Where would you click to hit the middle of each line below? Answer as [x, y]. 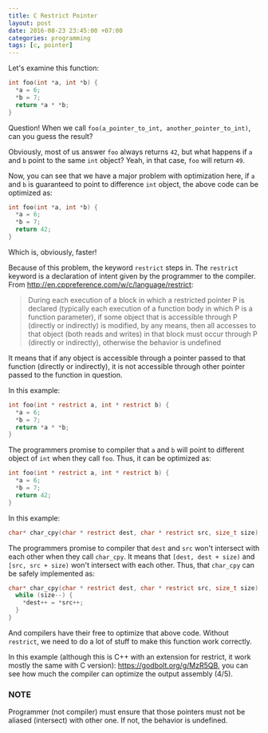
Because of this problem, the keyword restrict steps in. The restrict [124, 267]
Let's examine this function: [54, 68]
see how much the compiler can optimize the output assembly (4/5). [121, 674]
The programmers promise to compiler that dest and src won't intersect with [134, 548]
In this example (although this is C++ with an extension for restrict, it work [130, 656]
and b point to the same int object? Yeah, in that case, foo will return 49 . [127, 160]
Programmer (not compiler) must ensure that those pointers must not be [127, 712]
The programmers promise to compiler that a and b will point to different [126, 450]
